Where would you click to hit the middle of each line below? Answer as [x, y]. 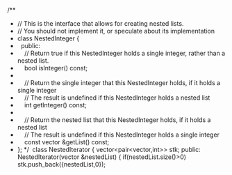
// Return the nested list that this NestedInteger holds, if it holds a [117, 120]
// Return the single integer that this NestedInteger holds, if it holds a [122, 83]
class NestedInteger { [48, 38]
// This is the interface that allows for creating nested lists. [100, 23]
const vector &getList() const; [67, 142]
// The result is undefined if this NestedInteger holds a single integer [122, 135]
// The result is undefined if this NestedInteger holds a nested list [117, 98]
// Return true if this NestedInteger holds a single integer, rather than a [125, 53]
